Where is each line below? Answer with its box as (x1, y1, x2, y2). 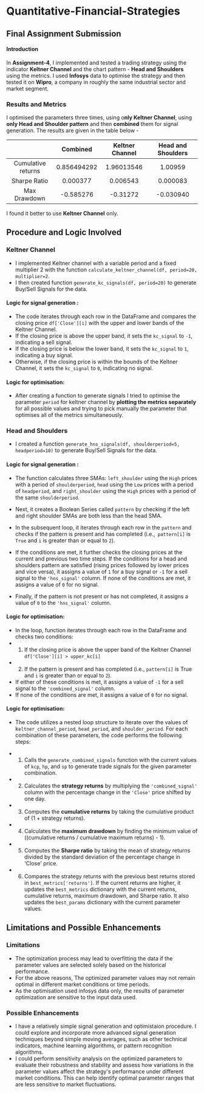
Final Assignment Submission (6, 29, 121, 39)
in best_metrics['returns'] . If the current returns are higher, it (24, 879, 181, 887)
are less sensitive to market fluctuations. (15, 1081, 117, 1088)
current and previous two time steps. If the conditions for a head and (15, 555, 187, 562)
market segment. (6, 85, 49, 92)
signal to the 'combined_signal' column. (15, 685, 115, 692)
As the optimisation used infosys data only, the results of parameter (15, 987, 185, 994)
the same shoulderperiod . (15, 494, 80, 501)
